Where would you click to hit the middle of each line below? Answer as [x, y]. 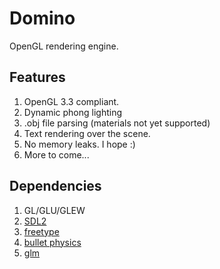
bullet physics [52, 242]
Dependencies [55, 186]
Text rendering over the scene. [87, 133]
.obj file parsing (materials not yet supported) [117, 123]
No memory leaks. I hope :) [79, 144]
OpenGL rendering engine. [64, 46]
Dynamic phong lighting [73, 112]
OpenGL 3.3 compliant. [71, 101]
